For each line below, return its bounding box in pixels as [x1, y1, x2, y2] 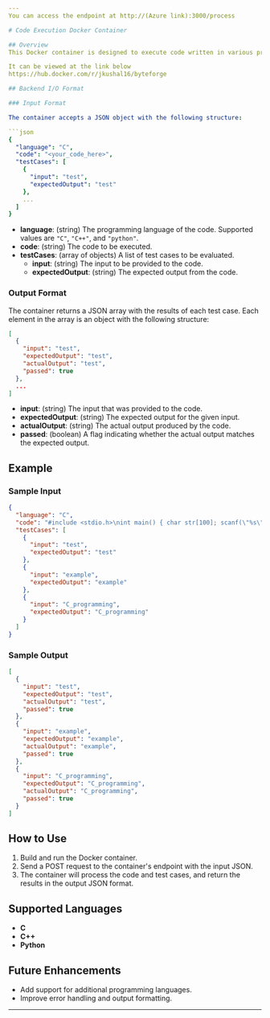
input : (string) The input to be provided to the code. [31, 259, 203, 269]
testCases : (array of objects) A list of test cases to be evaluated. [19, 250, 235, 260]
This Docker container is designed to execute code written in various [8, 48, 253, 56]
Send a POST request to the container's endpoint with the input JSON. [19, 861, 253, 871]
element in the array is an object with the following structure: [8, 314, 210, 324]
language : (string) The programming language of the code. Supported [19, 225, 253, 234]
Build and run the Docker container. [19, 853, 138, 863]
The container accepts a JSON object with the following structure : [8, 113, 243, 121]
